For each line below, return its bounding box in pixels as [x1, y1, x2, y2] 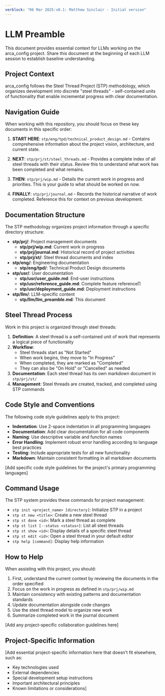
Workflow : [12, 344, 34, 350]
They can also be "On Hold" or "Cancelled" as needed [19, 365, 130, 371]
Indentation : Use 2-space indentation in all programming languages [12, 423, 151, 429]
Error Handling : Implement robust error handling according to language [12, 439, 158, 445]
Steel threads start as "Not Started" [19, 349, 92, 355]
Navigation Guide [5, 107, 60, 116]
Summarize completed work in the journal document [12, 612, 119, 618]
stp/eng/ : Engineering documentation [12, 260, 90, 266]
